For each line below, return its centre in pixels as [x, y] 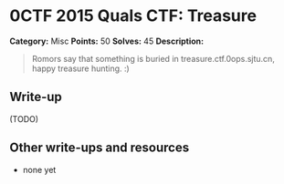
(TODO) [24, 118]
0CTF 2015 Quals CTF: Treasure [133, 16]
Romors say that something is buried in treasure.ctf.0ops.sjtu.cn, [153, 58]
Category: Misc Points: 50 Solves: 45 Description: [106, 41]
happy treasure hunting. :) [80, 68]
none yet [39, 169]
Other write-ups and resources [100, 148]
